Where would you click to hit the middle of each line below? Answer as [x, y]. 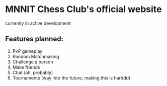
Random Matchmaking [36, 56]
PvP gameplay [27, 51]
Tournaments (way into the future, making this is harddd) [71, 78]
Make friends [26, 67]
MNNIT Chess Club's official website [83, 9]
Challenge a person [33, 62]
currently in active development [38, 23]
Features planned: [34, 39]
